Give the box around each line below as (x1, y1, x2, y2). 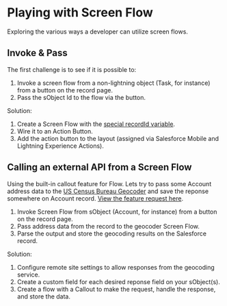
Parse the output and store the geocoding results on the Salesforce (16, 229, 207, 238)
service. (16, 270, 40, 279)
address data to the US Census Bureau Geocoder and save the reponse (7, 187, 209, 195)
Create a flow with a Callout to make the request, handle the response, (16, 285, 216, 293)
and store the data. (16, 292, 70, 301)
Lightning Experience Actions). (16, 142, 104, 150)
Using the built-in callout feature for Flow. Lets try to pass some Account (7, 179, 212, 188)
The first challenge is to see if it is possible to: (7, 65, 137, 73)
